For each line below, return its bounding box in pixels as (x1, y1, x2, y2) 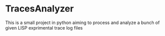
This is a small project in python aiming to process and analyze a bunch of (5, 19, 160, 25)
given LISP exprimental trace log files (5, 24, 83, 30)
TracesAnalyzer (5, 3, 74, 14)
